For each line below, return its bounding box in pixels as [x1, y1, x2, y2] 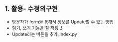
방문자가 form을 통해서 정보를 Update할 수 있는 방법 [11, 19, 114, 25]
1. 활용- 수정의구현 [4, 4, 58, 13]
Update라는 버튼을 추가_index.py [11, 31, 78, 37]
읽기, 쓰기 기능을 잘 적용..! [11, 25, 63, 31]
